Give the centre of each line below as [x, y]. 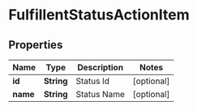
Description [100, 68]
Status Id [93, 81]
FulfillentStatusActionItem [99, 15]
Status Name [101, 94]
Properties [36, 45]
